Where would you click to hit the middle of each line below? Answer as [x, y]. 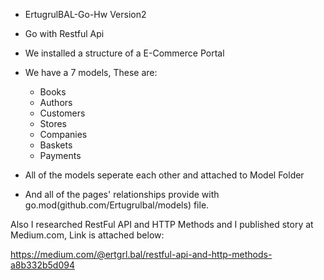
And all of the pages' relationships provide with [122, 194]
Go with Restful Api [64, 33]
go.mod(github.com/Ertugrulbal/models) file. [117, 205]
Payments [60, 155]
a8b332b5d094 [42, 265]
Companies [63, 134]
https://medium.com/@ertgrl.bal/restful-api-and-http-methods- [141, 254]
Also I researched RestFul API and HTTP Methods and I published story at [162, 224]
